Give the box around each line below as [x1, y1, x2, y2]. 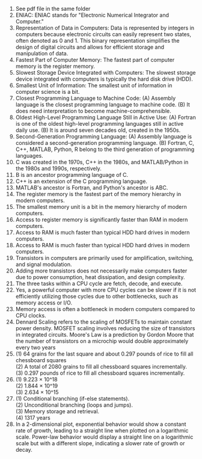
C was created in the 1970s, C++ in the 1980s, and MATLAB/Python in [15, 159, 189, 165]
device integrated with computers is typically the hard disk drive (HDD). [15, 75, 193, 82]
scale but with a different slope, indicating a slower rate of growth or [15, 440, 185, 447]
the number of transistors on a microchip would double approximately [15, 337, 189, 345]
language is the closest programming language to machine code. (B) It [15, 101, 190, 108]
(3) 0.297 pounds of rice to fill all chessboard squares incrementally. [15, 369, 185, 377]
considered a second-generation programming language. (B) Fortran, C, [15, 140, 195, 146]
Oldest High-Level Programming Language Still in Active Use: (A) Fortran [15, 114, 196, 121]
